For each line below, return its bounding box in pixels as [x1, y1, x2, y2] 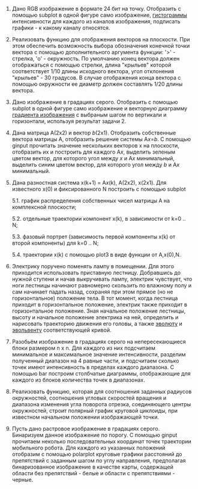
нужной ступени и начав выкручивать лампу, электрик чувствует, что [11, 275, 193, 283]
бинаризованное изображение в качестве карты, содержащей [11, 463, 174, 470]
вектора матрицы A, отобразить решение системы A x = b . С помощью [11, 136, 191, 143]
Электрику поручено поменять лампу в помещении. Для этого [11, 263, 175, 269]
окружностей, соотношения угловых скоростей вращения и [11, 394, 167, 401]
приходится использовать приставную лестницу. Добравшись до [11, 269, 181, 276]
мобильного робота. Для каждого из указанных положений [11, 444, 166, 451]
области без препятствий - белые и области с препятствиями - [11, 470, 175, 476]
